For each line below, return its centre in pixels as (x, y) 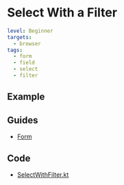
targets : (20, 37)
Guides (23, 120)
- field (24, 63)
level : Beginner (30, 31)
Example (26, 97)
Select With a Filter (62, 13)
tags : (15, 50)
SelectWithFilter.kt (43, 174)
